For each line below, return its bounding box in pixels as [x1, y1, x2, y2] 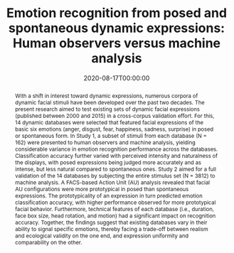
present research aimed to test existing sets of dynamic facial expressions [14, 105, 200, 113]
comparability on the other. [14, 238, 83, 246]
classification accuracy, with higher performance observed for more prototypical [14, 198, 216, 206]
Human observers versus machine [12, 36, 221, 51]
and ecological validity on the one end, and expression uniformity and [14, 232, 189, 239]
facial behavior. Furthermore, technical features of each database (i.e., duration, [14, 205, 214, 212]
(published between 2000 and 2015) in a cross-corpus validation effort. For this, [14, 112, 215, 119]
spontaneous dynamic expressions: [8, 20, 225, 36]
